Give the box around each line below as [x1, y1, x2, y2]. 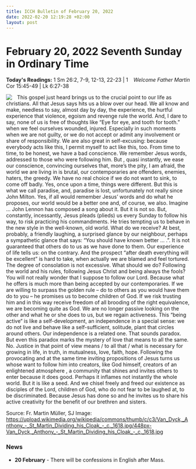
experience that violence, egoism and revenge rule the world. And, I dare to [6, 112, 188, 120]
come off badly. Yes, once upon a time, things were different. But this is [6, 181, 178, 188]
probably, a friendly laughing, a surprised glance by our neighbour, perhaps [6, 230, 188, 237]
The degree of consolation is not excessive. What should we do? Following [6, 261, 185, 269]
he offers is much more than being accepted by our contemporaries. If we [6, 280, 184, 287]
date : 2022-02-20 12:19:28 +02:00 [6, 14, 90, 20]
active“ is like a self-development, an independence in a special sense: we [6, 318, 185, 325]
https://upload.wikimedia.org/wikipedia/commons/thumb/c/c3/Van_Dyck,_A [6, 416, 188, 423]
